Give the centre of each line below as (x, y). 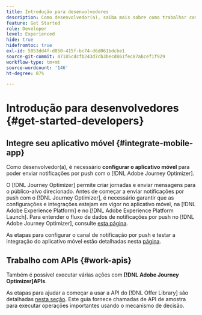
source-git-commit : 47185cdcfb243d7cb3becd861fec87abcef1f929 (86, 57)
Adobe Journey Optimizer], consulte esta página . (67, 224)
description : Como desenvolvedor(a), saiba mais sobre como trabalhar (96, 17)
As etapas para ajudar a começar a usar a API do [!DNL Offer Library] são (97, 293)
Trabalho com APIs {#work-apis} (69, 260)
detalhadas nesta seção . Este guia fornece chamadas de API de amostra (96, 299)
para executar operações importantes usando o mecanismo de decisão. (95, 306)
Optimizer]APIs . (26, 281)
